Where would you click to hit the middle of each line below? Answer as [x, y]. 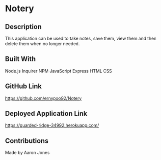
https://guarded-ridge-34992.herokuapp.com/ [52, 125]
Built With [20, 59]
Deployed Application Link [46, 114]
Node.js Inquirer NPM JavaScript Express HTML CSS [59, 71]
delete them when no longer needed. [42, 44]
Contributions [27, 141]
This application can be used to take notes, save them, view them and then [81, 38]
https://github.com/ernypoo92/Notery [43, 98]
